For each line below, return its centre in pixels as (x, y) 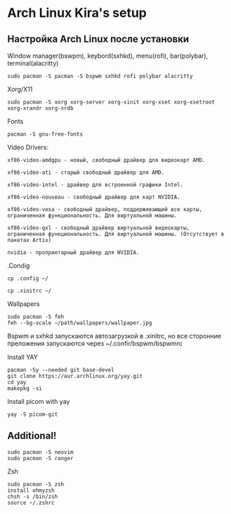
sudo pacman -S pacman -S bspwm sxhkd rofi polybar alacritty (100, 76)
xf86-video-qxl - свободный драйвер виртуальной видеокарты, (99, 228)
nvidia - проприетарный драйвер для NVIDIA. (73, 253)
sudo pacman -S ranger (40, 458)
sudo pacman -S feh (36, 317)
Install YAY (23, 357)
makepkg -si (25, 388)
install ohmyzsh (31, 490)
